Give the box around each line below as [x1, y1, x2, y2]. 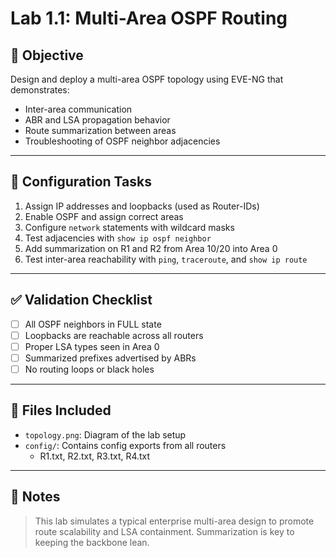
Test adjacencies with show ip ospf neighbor [24, 232, 212, 244]
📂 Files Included [10, 402, 112, 419]
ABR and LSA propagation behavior [24, 114, 171, 126]
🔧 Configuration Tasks [10, 173, 152, 191]
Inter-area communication [24, 103, 133, 115]
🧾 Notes [10, 488, 61, 506]
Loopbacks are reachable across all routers [24, 329, 204, 341]
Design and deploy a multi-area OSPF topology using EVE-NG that [10, 73, 284, 85]
